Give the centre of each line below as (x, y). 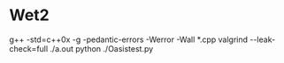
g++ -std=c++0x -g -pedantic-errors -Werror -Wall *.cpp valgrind (129, 39)
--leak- (262, 39)
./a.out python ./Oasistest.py (102, 48)
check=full (29, 48)
